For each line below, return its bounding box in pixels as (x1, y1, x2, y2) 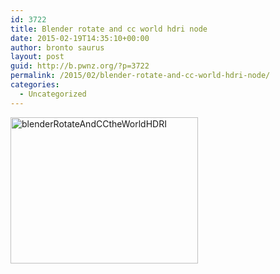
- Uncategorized (19, 89, 87, 99)
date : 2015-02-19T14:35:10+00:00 (10, 33, 150, 43)
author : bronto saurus (10, 42, 105, 53)
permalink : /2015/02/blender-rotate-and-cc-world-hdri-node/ (10, 71, 271, 81)
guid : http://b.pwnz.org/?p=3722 (10, 61, 150, 71)
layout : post (10, 52, 65, 62)
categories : (10, 80, 60, 90)
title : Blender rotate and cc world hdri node (10, 24, 208, 34)
